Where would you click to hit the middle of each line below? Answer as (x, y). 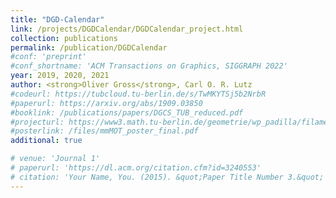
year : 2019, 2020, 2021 (60, 76)
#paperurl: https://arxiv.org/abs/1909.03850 (106, 103)
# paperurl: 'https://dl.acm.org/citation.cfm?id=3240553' (136, 168)
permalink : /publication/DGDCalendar (89, 47)
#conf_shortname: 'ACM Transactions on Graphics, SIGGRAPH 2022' (149, 66)
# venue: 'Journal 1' (55, 159)
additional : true (46, 141)
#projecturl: (37, 122)
